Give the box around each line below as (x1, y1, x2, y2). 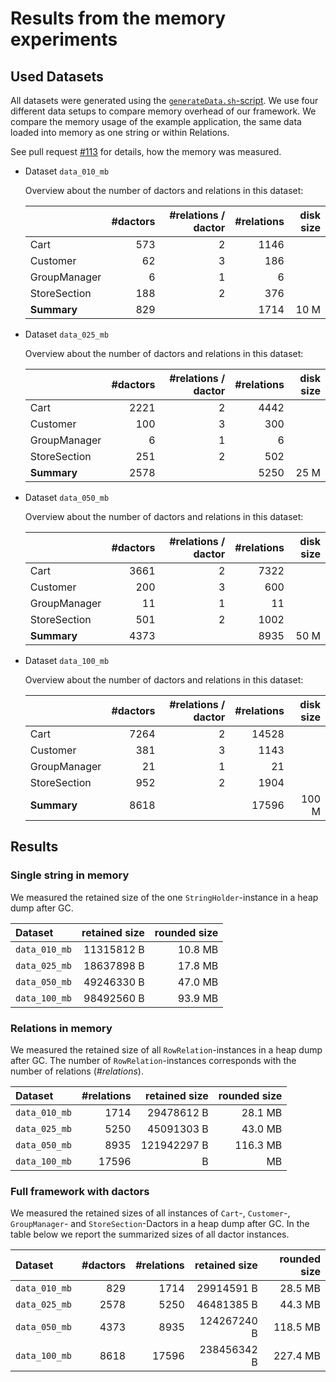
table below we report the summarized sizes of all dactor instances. (10, 1228, 290, 1241)
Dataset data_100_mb (24, 655, 110, 666)
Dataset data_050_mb (24, 492, 110, 503)
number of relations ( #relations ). (10, 1065, 144, 1077)
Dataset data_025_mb (24, 328, 110, 340)
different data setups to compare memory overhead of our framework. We (10, 105, 317, 117)
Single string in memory (10, 868, 130, 882)
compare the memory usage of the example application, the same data (10, 116, 302, 127)
